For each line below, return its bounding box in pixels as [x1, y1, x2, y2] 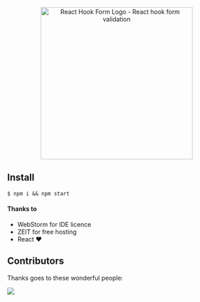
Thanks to [7, 205, 37, 213]
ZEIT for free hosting [17, 228, 77, 236]
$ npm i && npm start [7, 190, 70, 197]
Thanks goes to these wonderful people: [7, 273, 124, 282]
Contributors [7, 255, 65, 267]
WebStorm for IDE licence [17, 221, 92, 229]
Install [7, 172, 35, 184]
